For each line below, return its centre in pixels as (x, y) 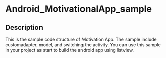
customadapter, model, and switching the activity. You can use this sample (83, 45)
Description (24, 28)
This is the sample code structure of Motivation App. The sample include (81, 39)
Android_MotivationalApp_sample (78, 9)
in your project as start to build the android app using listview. (70, 50)
